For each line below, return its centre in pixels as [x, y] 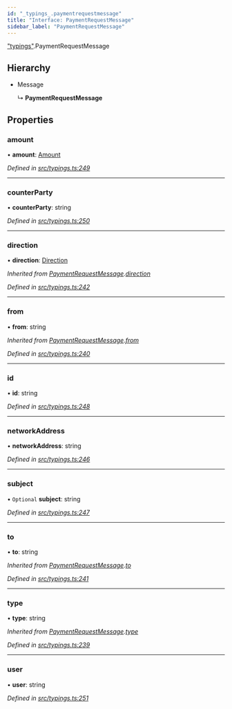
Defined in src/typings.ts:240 [49, 353]
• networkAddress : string [44, 446]
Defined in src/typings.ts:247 [48, 512]
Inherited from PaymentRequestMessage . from [73, 340]
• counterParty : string [39, 208]
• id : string [22, 393]
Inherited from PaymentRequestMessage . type [73, 631]
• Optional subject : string [44, 499]
